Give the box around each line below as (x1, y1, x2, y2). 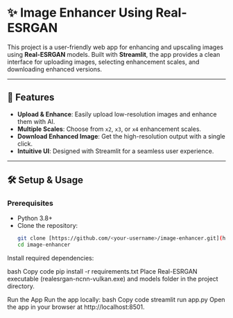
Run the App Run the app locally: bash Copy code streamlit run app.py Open (7, 296, 225, 304)
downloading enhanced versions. (7, 64, 103, 73)
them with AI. (17, 117, 55, 125)
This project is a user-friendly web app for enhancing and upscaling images (7, 43, 224, 51)
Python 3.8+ (17, 214, 53, 222)
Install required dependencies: (7, 254, 94, 263)
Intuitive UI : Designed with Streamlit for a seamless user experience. (17, 147, 214, 155)
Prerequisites (7, 199, 53, 209)
